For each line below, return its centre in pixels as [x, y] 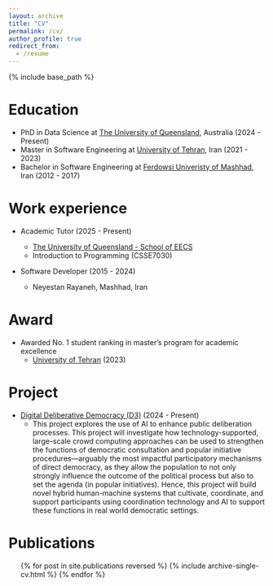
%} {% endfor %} [76, 574]
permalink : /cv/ [36, 31]
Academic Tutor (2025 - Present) [76, 231]
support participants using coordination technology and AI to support [148, 501]
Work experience [68, 209]
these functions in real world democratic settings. [116, 510]
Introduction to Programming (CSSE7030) [102, 255]
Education [44, 110]
